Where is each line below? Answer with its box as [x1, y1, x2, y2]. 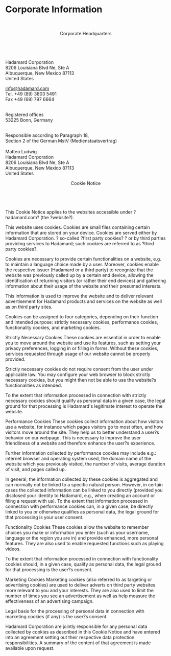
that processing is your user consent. [5, 514, 84, 520]
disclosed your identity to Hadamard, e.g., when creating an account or [5, 492, 155, 499]
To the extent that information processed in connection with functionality [5, 555, 158, 561]
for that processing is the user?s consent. [5, 566, 93, 573]
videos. [5, 546, 21, 552]
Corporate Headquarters [60, 30, 112, 36]
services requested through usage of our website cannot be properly [5, 350, 151, 357]
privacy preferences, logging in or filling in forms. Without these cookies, [5, 345, 159, 351]
